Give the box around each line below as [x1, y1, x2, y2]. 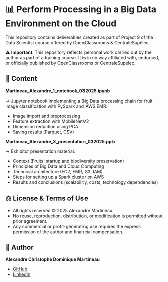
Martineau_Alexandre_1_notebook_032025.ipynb [5, 88, 110, 94]
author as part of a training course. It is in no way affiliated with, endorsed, [5, 54, 160, 60]
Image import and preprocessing [12, 113, 80, 119]
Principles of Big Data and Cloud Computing [12, 163, 104, 169]
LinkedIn [12, 271, 31, 277]
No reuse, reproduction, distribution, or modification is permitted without [12, 213, 163, 219]
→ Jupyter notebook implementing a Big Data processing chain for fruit [5, 98, 153, 104]
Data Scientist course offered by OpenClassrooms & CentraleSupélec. [5, 39, 150, 45]
